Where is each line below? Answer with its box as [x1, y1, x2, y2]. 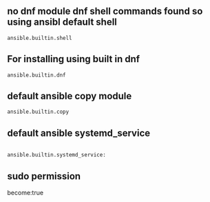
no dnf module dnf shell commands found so [7, 6, 203, 17]
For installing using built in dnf [7, 53, 140, 65]
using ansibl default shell [7, 17, 117, 28]
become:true [7, 189, 43, 197]
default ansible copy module [7, 90, 132, 102]
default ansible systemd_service [7, 127, 150, 139]
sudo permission [7, 170, 81, 182]
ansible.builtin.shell [7, 34, 72, 41]
